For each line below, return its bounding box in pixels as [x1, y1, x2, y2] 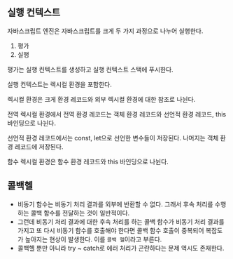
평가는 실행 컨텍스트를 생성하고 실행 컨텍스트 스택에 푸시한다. [7, 65, 174, 74]
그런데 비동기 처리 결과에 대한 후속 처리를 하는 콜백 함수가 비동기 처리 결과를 [17, 217, 225, 226]
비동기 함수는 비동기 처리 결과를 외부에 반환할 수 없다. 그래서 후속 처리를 [17, 199, 213, 208]
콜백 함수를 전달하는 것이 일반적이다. [30, 208, 130, 217]
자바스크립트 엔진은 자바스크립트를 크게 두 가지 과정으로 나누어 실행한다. [7, 27, 204, 35]
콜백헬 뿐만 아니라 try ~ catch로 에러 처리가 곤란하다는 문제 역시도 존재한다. [17, 244, 225, 252]
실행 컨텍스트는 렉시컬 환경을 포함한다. [7, 80, 112, 88]
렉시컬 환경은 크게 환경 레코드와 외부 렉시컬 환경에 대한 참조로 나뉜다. [7, 95, 196, 103]
